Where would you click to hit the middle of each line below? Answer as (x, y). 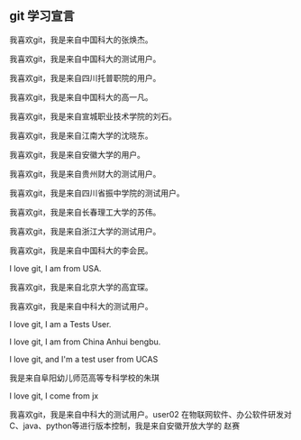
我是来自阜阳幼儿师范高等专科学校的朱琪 (84, 378)
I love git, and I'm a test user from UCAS (84, 359)
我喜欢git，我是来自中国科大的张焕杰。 (81, 40)
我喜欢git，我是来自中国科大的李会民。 (81, 250)
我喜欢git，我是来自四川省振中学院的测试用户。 (97, 193)
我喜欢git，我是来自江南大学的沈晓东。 (81, 135)
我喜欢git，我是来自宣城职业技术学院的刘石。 (93, 116)
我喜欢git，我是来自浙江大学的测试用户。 (85, 231)
